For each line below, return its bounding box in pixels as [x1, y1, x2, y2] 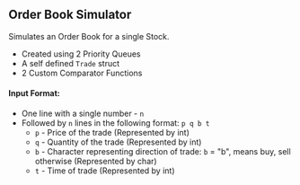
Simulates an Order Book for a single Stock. [8, 31, 170, 41]
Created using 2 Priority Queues [21, 48, 141, 59]
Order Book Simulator [8, 7, 132, 22]
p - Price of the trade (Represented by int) [34, 128, 190, 138]
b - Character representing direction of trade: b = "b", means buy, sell [34, 146, 291, 157]
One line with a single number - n [21, 108, 145, 119]
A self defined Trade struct [21, 57, 120, 68]
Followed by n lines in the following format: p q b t [21, 118, 210, 128]
